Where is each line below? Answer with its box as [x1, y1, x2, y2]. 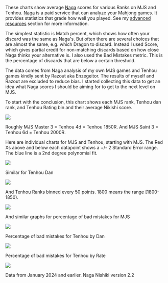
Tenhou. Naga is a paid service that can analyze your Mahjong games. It [5, 10, 157, 16]
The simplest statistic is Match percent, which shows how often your [5, 31, 150, 36]
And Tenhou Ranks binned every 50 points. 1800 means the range [5, 189, 145, 195]
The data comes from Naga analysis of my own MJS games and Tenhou [5, 67, 157, 73]
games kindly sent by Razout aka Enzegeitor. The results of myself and [5, 73, 155, 79]
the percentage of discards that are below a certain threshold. [5, 58, 136, 63]
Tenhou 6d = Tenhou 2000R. [5, 130, 66, 135]
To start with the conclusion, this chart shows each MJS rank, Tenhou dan [5, 99, 161, 105]
